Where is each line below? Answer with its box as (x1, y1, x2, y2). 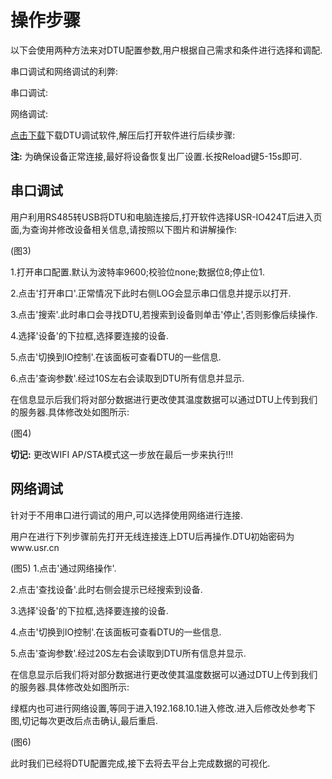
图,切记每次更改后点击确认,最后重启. (10, 714, 159, 726)
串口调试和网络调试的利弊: (10, 65, 119, 77)
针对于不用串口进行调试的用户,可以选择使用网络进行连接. (10, 509, 244, 521)
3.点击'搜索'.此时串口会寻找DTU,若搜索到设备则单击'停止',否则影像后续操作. (10, 308, 318, 320)
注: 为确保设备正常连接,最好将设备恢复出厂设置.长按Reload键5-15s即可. (10, 150, 303, 162)
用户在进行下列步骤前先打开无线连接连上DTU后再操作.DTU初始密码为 (10, 530, 295, 542)
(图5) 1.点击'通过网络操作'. (10, 562, 117, 574)
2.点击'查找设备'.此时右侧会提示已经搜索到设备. (10, 583, 203, 595)
